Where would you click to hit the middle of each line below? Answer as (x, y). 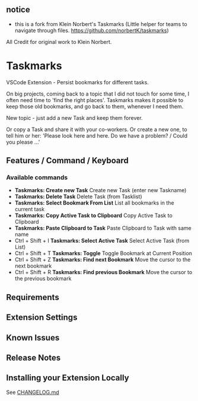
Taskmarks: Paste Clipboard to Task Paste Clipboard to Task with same (103, 228)
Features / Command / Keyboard (68, 160)
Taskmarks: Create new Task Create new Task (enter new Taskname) (100, 190)
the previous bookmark (43, 279)
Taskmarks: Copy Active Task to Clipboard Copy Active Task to (94, 215)
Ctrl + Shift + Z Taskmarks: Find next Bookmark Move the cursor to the (103, 260)
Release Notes (33, 358)
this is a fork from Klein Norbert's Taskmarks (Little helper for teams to (101, 24)
